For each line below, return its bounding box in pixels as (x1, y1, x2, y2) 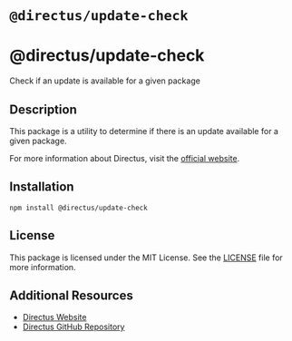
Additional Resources (9, 287, 133, 303)
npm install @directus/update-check (9, 203, 148, 212)
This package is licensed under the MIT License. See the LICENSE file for (9, 252, 283, 263)
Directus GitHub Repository (22, 321, 125, 333)
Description (9, 102, 77, 117)
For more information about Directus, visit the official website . (9, 152, 240, 163)
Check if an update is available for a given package (9, 75, 201, 86)
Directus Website (22, 312, 87, 323)
